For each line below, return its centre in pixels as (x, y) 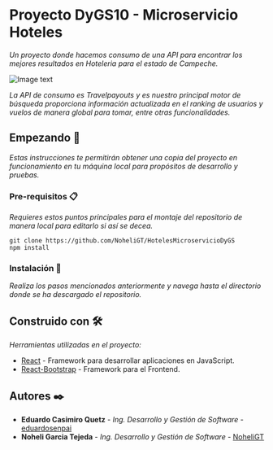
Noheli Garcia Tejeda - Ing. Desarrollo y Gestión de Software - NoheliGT (143, 436)
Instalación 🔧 (35, 268)
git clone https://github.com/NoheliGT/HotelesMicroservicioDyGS (122, 241)
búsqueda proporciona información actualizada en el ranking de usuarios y (136, 103)
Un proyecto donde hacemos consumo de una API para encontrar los (126, 55)
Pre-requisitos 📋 (43, 196)
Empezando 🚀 (45, 138)
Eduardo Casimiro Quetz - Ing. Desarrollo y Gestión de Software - (132, 419)
